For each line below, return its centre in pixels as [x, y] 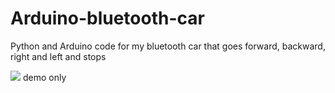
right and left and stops [58, 56]
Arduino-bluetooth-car [107, 18]
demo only [44, 77]
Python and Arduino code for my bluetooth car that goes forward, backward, [168, 46]
